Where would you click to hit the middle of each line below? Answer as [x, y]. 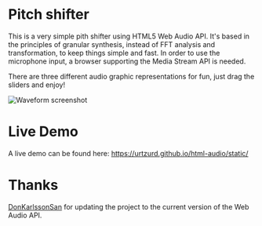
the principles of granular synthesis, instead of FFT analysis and [112, 44]
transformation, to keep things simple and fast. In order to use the [114, 53]
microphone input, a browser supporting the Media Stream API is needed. [127, 61]
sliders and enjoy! [36, 85]
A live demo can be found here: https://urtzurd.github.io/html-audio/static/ [128, 153]
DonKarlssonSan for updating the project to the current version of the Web [129, 206]
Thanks [33, 185]
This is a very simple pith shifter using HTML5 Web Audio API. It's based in [129, 36]
